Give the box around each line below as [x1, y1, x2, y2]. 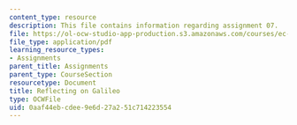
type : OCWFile [9, 94, 62, 104]
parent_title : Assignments [9, 62, 109, 71]
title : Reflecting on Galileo [9, 86, 121, 95]
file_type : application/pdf [9, 37, 113, 47]
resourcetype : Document [9, 78, 97, 87]
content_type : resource [9, 12, 97, 22]
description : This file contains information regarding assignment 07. [9, 21, 278, 30]
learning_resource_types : [9, 46, 104, 55]
